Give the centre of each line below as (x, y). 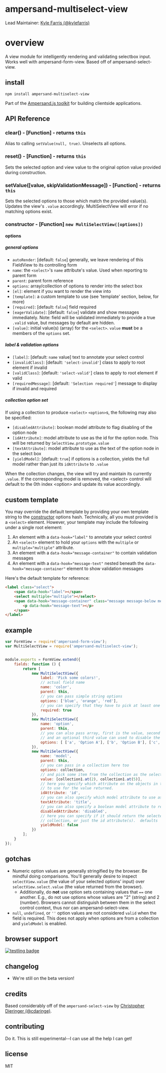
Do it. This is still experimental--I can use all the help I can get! (69, 1038)
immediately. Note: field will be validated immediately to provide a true (84, 318)
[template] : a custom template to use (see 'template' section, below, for (85, 297)
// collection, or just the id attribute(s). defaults (99, 820)
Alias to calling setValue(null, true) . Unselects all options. (66, 143)
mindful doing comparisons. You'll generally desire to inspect (75, 876)
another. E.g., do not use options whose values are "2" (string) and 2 (89, 897)
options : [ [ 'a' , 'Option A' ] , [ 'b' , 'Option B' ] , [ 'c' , (100, 742)
